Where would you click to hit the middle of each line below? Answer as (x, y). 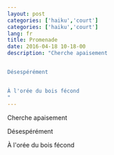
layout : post (26, 14)
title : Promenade (33, 40)
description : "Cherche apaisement (58, 54)
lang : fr (20, 33)
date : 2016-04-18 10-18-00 (47, 46)
